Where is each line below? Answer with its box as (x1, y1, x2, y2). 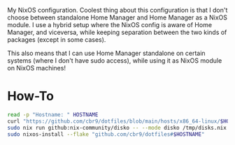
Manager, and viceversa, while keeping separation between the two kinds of (7, 28, 227, 36)
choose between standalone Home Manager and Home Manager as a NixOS (7, 13, 227, 22)
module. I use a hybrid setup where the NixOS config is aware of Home (7, 21, 212, 29)
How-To (7, 89, 55, 104)
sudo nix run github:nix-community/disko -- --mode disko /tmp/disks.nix (7, 124, 227, 131)
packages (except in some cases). (7, 36, 106, 44)
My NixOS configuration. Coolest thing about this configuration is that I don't (7, 6, 228, 14)
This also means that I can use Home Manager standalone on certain (7, 49, 206, 57)
